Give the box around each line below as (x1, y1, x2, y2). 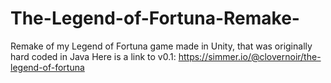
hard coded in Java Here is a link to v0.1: (10, 50, 177, 62)
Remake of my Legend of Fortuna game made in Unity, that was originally (10, 40, 313, 52)
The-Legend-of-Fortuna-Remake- (10, 7, 300, 30)
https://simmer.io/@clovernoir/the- (178, 50, 322, 62)
